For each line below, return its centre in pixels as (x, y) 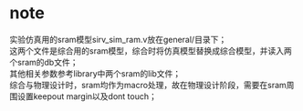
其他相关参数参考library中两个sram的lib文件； (95, 73)
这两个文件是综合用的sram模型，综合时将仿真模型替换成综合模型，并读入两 (151, 50)
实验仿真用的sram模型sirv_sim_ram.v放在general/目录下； (118, 39)
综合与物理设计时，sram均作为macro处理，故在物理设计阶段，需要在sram (148, 85)
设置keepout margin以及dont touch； (87, 96)
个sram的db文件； (44, 62)
